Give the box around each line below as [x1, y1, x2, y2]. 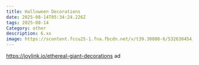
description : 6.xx [6, 31, 52, 37]
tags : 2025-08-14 [6, 19, 49, 25]
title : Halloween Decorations [6, 8, 81, 15]
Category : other [6, 25, 46, 31]
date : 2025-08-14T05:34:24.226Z [6, 14, 86, 20]
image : [6, 36, 23, 42]
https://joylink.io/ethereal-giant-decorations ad [6, 53, 121, 59]
